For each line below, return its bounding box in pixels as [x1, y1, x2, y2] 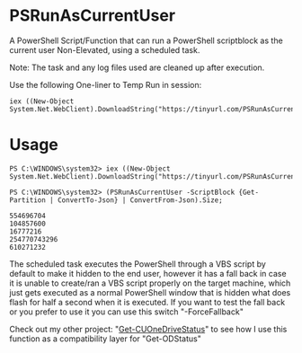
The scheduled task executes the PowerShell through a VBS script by [9, 258, 267, 269]
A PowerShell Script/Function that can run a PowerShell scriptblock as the [9, 35, 283, 46]
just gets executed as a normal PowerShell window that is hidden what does [9, 287, 291, 297]
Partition [9, 195, 47, 205]
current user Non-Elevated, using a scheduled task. [9, 44, 200, 55]
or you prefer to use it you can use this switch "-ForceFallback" [9, 306, 244, 317]
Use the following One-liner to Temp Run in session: [9, 79, 202, 90]
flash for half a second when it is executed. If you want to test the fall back [9, 296, 286, 307]
